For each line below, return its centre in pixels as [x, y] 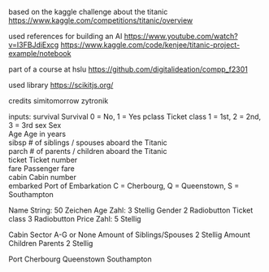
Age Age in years [37, 134]
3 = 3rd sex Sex [35, 125]
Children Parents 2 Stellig [51, 243]
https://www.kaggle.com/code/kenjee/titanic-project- [150, 45]
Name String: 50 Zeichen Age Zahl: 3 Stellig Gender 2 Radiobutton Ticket [131, 210]
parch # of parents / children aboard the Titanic [88, 151]
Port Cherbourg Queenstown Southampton [80, 259]
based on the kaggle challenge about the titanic [88, 12]
